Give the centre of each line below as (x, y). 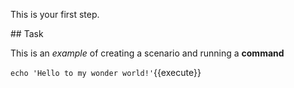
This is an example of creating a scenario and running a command (147, 53)
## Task (27, 33)
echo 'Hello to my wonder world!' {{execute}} (106, 72)
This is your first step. (55, 14)
